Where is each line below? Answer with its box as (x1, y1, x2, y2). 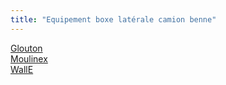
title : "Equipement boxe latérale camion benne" (10, 14, 217, 25)
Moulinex (10, 52, 48, 65)
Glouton (10, 42, 43, 54)
